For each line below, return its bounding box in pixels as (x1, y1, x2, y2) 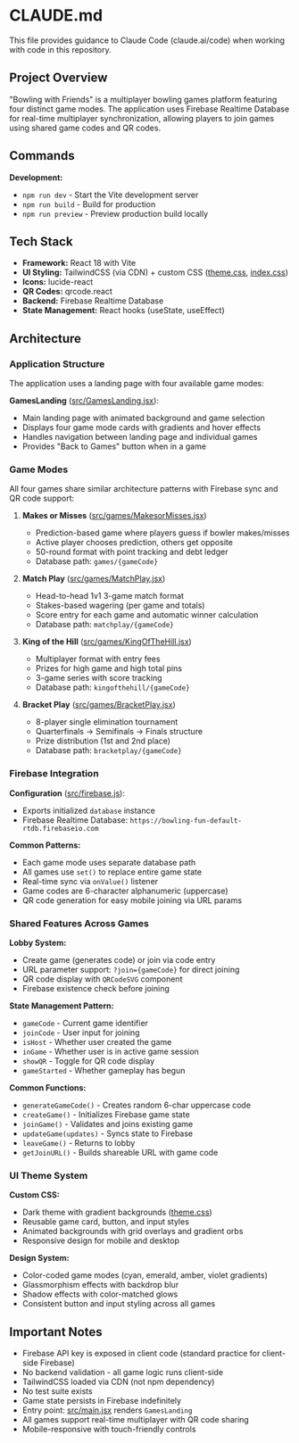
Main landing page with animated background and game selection (21, 412, 266, 424)
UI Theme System (9, 1169, 88, 1182)
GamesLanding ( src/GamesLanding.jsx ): (9, 395, 159, 406)
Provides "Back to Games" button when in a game (21, 441, 207, 452)
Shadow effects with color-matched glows (21, 1289, 179, 1299)
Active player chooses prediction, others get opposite (35, 537, 234, 548)
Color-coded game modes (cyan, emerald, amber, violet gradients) (21, 1270, 268, 1281)
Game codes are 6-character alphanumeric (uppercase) (21, 885, 229, 896)
